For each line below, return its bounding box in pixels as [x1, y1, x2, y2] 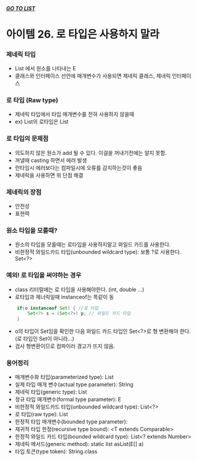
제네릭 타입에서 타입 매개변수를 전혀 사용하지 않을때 [14, 111, 135, 118]
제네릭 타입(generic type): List [14, 388, 87, 395]
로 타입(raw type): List [14, 411, 68, 418]
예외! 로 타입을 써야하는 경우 [6, 271, 82, 279]
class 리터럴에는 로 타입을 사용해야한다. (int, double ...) [14, 286, 145, 293]
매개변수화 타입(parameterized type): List [14, 373, 114, 381]
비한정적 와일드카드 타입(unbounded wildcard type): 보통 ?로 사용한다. [14, 248, 182, 256]
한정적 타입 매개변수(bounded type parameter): [14, 418, 128, 425]
